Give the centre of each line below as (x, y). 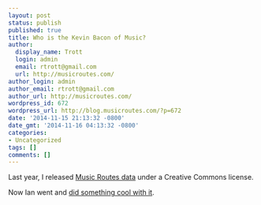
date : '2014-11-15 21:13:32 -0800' (67, 118)
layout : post (30, 15)
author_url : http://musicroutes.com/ (70, 96)
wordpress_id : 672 (38, 103)
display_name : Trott (49, 52)
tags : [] (22, 147)
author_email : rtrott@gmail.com (61, 89)
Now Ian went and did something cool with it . (82, 192)
